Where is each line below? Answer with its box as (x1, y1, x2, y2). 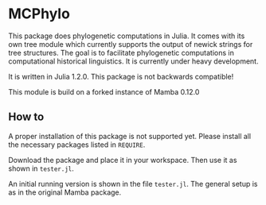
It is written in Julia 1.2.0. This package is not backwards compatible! (8, 72, 234, 81)
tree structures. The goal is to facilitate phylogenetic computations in (8, 48, 235, 57)
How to (8, 110, 45, 124)
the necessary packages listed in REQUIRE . (8, 140, 146, 149)
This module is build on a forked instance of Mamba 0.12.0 (8, 87, 200, 96)
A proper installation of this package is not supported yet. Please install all (8, 131, 252, 141)
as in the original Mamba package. (8, 188, 122, 197)
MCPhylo (8, 5, 70, 23)
